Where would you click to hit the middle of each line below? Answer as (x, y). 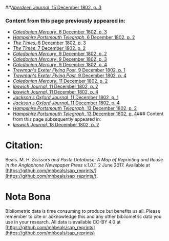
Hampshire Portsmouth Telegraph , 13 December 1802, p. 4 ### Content (88, 114)
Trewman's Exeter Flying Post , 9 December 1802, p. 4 (70, 76)
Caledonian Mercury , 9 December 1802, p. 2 (60, 54)
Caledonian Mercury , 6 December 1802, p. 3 (60, 32)
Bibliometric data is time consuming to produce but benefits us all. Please (83, 211)
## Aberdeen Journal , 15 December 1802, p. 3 (53, 7)
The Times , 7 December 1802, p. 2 (49, 48)
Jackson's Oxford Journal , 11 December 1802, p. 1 (66, 98)
